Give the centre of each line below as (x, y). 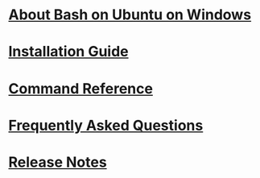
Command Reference (80, 88)
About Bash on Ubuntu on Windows (130, 15)
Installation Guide (68, 52)
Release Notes (58, 162)
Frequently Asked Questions (106, 125)
